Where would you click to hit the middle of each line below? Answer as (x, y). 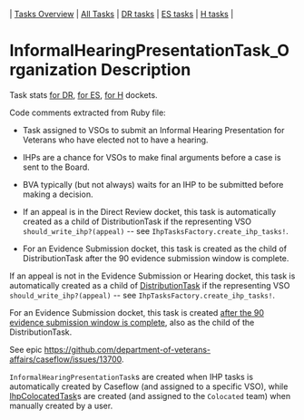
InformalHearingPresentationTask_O (150, 51)
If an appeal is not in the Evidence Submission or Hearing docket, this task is (152, 276)
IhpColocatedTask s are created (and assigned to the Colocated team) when (150, 396)
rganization (54, 70)
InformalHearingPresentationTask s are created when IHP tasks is (132, 376)
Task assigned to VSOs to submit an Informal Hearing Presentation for (153, 130)
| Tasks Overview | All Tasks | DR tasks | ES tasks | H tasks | (122, 14)
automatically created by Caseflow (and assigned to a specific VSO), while (149, 386)
